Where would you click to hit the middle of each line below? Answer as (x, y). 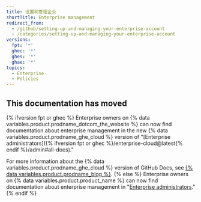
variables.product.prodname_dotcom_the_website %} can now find (89, 124)
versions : (19, 40)
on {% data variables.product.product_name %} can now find (82, 180)
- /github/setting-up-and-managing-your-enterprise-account (88, 29)
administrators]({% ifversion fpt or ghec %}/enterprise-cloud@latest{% (94, 143)
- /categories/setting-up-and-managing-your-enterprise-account (94, 34)
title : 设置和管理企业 (31, 12)
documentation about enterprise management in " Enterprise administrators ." (101, 186)
